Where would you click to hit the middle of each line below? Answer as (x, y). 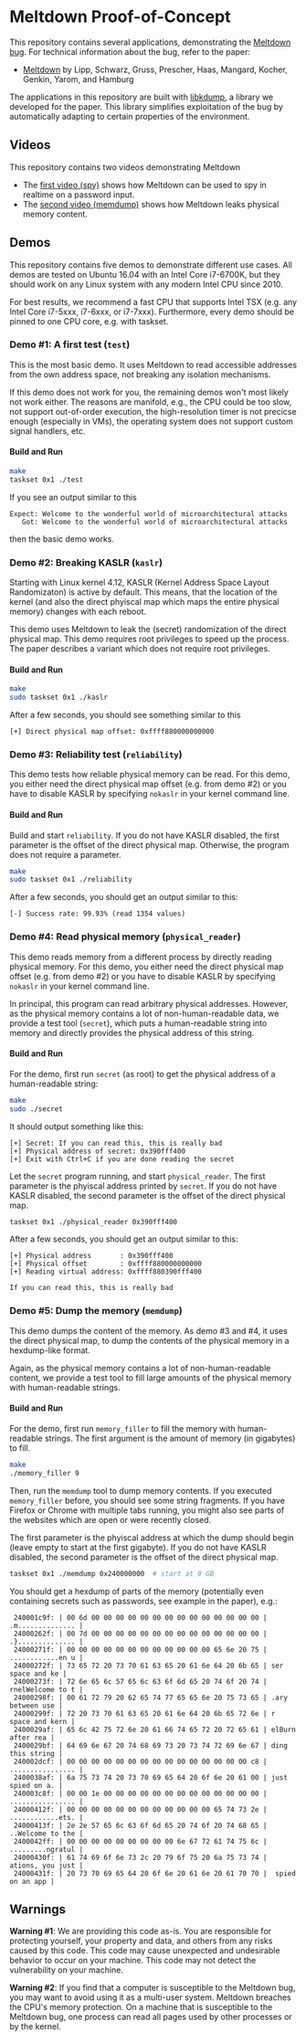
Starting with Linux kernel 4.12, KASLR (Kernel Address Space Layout (139, 583)
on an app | (32, 1881)
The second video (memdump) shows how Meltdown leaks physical (151, 204)
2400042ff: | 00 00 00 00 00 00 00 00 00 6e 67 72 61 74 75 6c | (140, 1841)
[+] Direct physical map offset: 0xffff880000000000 (112, 732)
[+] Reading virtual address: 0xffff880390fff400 (106, 1272)
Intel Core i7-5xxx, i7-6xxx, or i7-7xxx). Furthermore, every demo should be (152, 312)
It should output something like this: (77, 1126)
